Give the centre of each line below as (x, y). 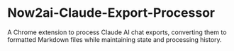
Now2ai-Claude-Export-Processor (111, 13)
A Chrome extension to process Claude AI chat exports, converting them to (117, 32)
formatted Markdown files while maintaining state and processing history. (115, 39)
